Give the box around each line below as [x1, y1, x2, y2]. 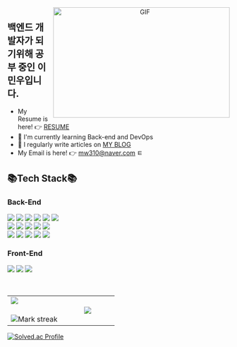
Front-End [7, 249, 43, 259]
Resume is [17, 114, 48, 123]
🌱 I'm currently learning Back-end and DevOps [17, 132, 154, 141]
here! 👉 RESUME [17, 122, 70, 131]
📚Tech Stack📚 [7, 172, 78, 184]
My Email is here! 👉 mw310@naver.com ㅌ [17, 148, 143, 157]
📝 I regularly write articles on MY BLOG [17, 140, 132, 148]
